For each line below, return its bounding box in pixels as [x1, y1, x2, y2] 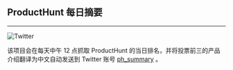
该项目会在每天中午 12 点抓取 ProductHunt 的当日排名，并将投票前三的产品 [7, 46, 221, 54]
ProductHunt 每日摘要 [7, 6, 103, 19]
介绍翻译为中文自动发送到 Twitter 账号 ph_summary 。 [7, 55, 162, 63]
